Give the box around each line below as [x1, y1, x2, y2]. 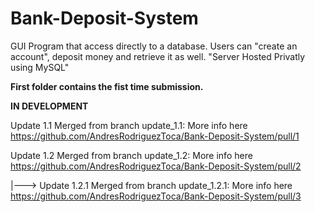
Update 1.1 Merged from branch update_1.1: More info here [10, 119, 248, 131]
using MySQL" [10, 61, 70, 73]
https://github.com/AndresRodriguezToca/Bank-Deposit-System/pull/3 [10, 190, 302, 202]
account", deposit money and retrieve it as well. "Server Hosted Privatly [10, 50, 306, 62]
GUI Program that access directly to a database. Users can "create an [10, 40, 298, 52]
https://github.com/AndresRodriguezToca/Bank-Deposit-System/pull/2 [10, 160, 302, 172]
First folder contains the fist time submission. [10, 80, 204, 92]
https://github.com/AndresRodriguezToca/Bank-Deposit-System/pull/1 [10, 130, 300, 142]
